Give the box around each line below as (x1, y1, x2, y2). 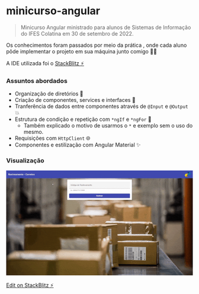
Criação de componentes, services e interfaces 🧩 (14, 97, 136, 104)
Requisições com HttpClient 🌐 (14, 135, 91, 142)
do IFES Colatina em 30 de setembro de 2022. (20, 30, 134, 37)
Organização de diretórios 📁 (14, 90, 84, 97)
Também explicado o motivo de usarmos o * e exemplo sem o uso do (23, 122, 193, 129)
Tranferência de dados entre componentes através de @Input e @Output (14, 103, 188, 110)
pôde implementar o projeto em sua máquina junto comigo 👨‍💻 (6, 47, 157, 55)
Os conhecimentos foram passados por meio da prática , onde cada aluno (6, 41, 187, 49)
